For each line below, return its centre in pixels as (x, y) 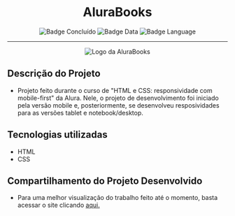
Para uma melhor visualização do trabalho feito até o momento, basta (117, 198)
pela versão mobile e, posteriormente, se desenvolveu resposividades (118, 105)
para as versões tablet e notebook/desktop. (80, 113)
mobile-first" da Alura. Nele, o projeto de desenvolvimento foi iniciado (118, 98)
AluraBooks (117, 12)
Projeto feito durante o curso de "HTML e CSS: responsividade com (115, 90)
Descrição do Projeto (54, 74)
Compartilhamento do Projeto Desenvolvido (105, 181)
